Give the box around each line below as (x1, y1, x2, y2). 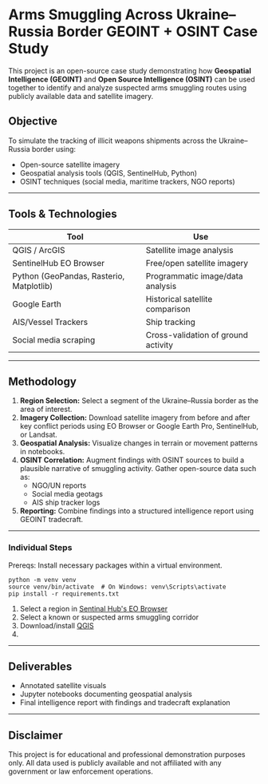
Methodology (8, 374, 77, 388)
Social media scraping (12, 334, 96, 345)
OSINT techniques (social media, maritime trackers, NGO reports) (19, 176, 235, 186)
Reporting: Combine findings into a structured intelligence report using (19, 506, 254, 516)
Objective (8, 114, 58, 129)
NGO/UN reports (31, 481, 87, 490)
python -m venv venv (8, 576, 77, 584)
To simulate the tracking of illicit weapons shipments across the (8, 136, 217, 145)
